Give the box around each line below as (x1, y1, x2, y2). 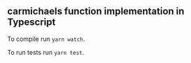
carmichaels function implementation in (7, 6, 185, 17)
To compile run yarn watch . (7, 35, 85, 43)
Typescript (7, 17, 56, 28)
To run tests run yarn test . (7, 48, 85, 56)
